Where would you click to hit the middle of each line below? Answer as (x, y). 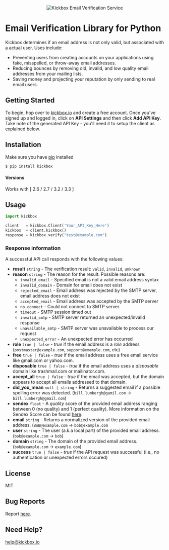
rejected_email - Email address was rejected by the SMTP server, (89, 290)
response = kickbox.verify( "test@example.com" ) (56, 235)
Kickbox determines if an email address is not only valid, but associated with (84, 42)
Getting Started (30, 101)
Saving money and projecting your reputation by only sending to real (84, 79)
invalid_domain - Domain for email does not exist (71, 285)
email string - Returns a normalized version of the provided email (81, 420)
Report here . (18, 514)
